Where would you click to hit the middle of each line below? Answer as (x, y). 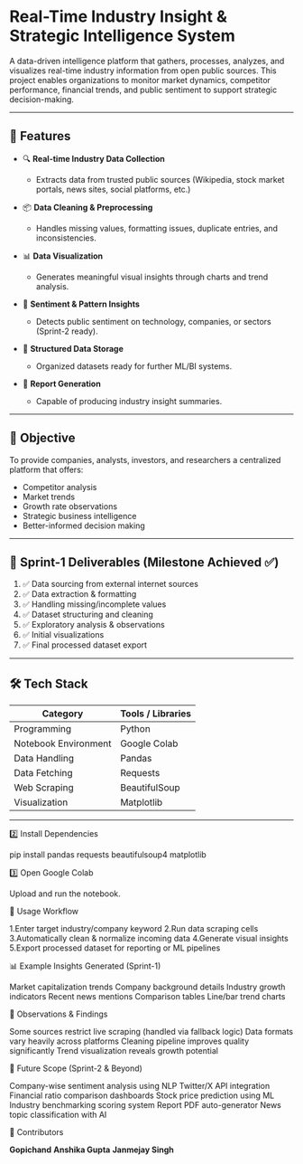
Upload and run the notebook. (65, 894)
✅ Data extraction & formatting (79, 594)
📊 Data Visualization (63, 256)
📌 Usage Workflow (44, 912)
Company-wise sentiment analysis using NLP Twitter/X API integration (140, 1086)
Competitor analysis (60, 487)
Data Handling (44, 759)
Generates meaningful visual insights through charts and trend (152, 277)
